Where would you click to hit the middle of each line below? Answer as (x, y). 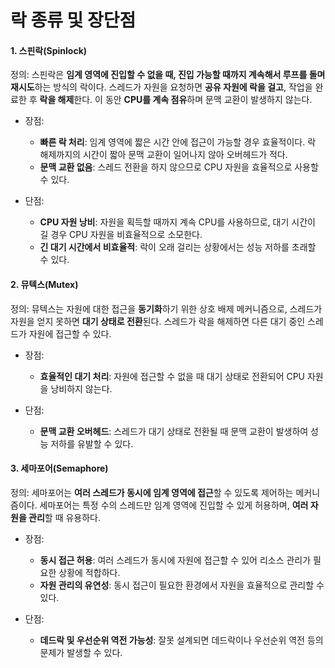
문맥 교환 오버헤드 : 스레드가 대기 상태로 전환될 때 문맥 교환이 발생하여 (174, 431)
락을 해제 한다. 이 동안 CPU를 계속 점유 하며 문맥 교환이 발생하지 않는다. (176, 100)
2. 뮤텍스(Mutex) (44, 284)
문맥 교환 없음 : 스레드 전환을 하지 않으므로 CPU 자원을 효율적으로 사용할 (179, 167)
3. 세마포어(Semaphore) (59, 468)
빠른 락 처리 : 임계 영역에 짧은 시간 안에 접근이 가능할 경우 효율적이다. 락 (178, 142)
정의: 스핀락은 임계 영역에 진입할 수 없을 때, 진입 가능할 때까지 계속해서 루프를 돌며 (168, 75)
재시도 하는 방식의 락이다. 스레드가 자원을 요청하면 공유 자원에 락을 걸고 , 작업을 (161, 87)
